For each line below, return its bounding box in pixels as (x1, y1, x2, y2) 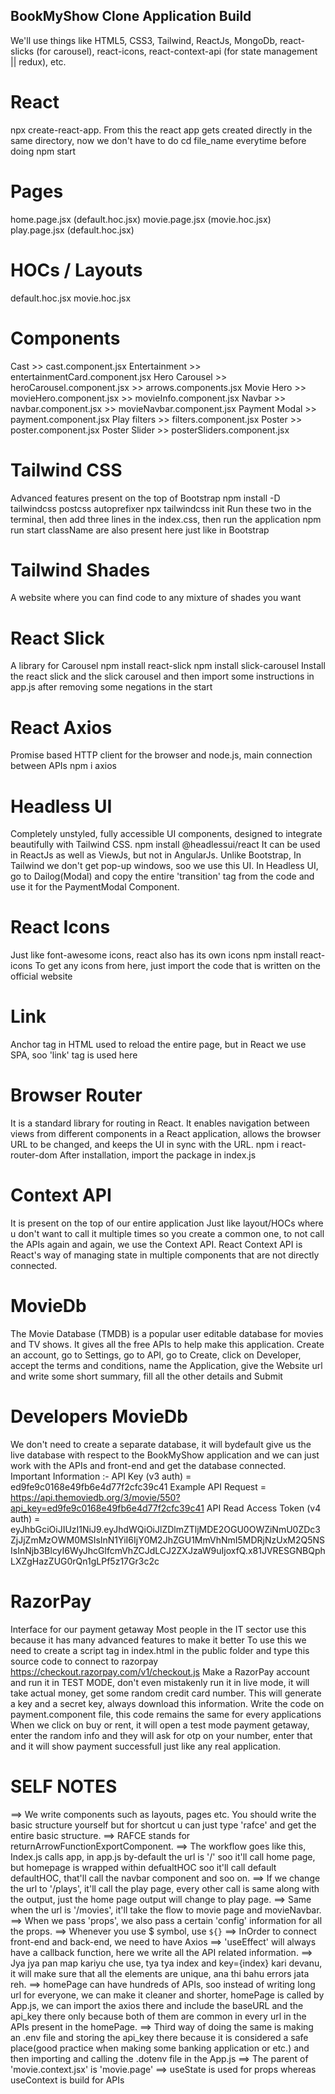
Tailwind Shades (10, 559, 151, 581)
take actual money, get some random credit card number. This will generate (10, 1687, 322, 1699)
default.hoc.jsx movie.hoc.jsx (10, 292, 132, 304)
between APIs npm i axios (10, 760, 117, 772)
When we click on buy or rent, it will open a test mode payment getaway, (10, 1719, 310, 1731)
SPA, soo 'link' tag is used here (10, 1049, 138, 1061)
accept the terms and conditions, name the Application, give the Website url (10, 1359, 323, 1371)
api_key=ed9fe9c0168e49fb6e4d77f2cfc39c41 (10, 1502, 205, 1514)
